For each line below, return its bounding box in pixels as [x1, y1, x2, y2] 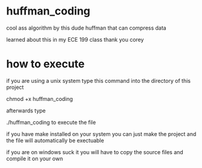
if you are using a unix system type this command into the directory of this [6, 77, 191, 84]
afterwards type [6, 107, 46, 114]
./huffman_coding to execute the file [6, 118, 96, 126]
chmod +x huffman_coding [6, 95, 74, 102]
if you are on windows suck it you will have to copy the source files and [6, 148, 184, 155]
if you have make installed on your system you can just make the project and [6, 130, 197, 137]
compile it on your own [6, 155, 63, 162]
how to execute [6, 57, 85, 71]
